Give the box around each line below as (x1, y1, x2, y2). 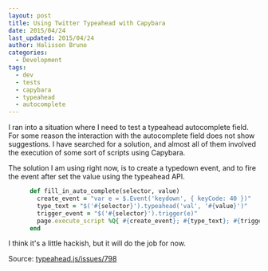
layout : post (8, 11, 52, 20)
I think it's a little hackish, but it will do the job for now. (8, 238, 186, 248)
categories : (8, 49, 48, 57)
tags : (8, 64, 26, 72)
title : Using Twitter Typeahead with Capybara (8, 19, 166, 27)
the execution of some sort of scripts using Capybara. (8, 148, 186, 158)
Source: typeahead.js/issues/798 (8, 254, 117, 264)
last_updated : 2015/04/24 (8, 33, 94, 42)
